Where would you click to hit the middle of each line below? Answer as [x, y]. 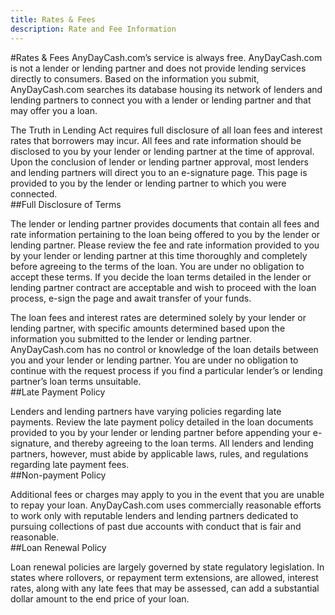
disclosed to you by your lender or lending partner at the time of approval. [162, 151]
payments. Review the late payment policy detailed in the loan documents [162, 422]
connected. [34, 193]
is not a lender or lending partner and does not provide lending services [158, 68]
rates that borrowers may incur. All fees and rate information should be [156, 140]
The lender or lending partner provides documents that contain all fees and [165, 223]
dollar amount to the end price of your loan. [100, 598]
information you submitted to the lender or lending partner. [131, 338]
